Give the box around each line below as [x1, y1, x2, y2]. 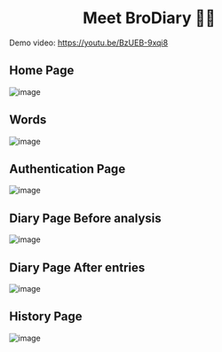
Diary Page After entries [9, 260, 146, 275]
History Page [9, 309, 83, 325]
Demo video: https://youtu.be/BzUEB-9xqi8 [9, 37, 169, 48]
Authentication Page [9, 161, 126, 176]
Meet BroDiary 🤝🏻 [83, 8, 216, 28]
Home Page [9, 63, 75, 78]
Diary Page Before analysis [9, 210, 162, 225]
